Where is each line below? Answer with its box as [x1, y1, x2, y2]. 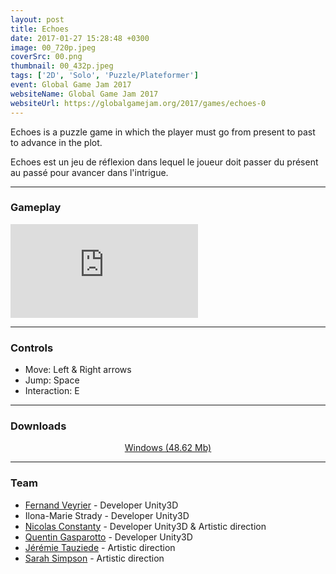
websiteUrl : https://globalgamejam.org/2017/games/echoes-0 [10, 98, 267, 108]
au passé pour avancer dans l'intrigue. [10, 166, 169, 178]
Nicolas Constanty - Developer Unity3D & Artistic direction [24, 520, 267, 532]
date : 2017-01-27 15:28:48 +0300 [10, 33, 150, 43]
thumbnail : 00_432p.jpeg [10, 61, 114, 71]
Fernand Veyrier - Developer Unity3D [24, 499, 179, 511]
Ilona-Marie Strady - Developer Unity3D [24, 509, 190, 521]
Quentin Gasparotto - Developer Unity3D [24, 531, 193, 543]
